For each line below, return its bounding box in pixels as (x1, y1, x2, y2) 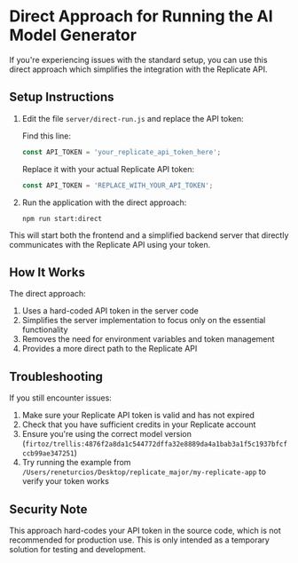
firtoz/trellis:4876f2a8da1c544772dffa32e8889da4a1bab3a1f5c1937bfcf (25, 440, 288, 449)
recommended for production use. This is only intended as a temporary (9, 535, 271, 545)
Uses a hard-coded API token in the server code (21, 305, 200, 316)
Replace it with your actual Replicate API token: (21, 163, 195, 174)
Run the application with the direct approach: (21, 197, 187, 208)
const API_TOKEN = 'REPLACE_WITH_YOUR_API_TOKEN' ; (21, 180, 214, 190)
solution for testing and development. (9, 543, 146, 554)
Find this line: (21, 131, 72, 141)
